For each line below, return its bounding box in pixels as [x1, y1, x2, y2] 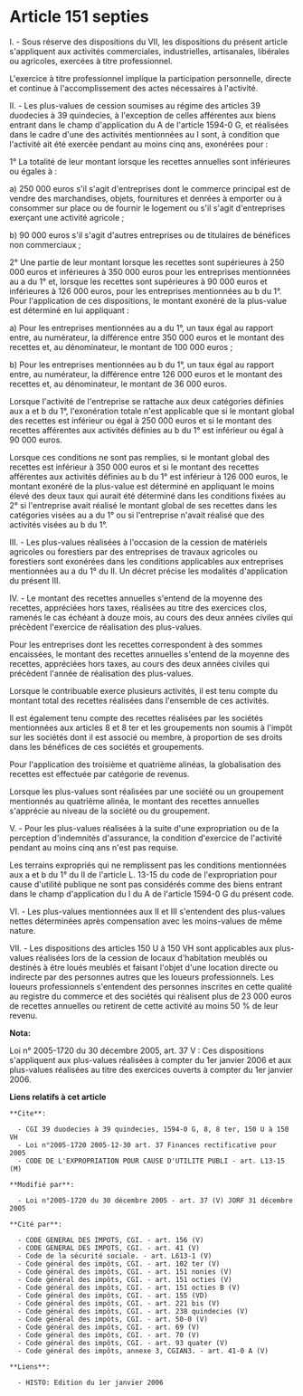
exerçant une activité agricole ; [9, 212, 125, 223]
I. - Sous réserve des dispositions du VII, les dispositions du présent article [9, 36, 288, 47]
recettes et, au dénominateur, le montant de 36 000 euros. [9, 378, 228, 389]
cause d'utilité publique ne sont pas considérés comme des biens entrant [9, 878, 283, 889]
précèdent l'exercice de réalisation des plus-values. [9, 622, 203, 632]
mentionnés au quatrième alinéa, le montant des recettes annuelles [9, 795, 260, 806]
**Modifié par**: [9, 1180, 75, 1189]
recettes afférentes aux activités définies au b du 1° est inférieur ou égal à [9, 424, 284, 435]
